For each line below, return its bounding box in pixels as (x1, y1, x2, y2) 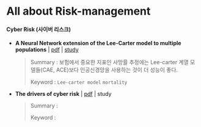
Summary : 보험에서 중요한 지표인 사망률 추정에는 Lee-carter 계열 (30, 59, 189, 66)
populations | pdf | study (15, 46, 79, 53)
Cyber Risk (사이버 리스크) (6, 26, 71, 33)
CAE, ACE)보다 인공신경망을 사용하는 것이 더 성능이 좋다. (42, 66, 178, 74)
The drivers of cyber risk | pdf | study (15, 90, 112, 98)
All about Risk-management (6, 4, 151, 18)
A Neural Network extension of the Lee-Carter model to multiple (15, 40, 181, 47)
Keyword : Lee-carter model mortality (30, 78, 128, 86)
